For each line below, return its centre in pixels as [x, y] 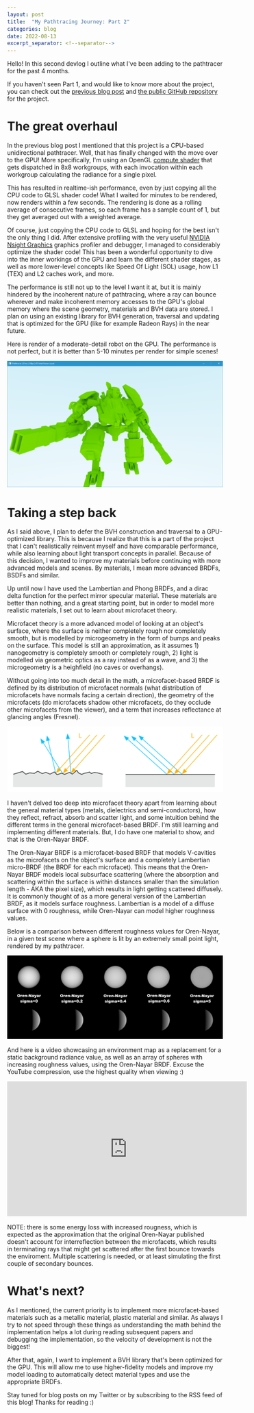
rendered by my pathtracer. [46, 946]
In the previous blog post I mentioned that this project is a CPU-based [105, 146]
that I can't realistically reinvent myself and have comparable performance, [113, 546]
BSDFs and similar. [34, 575]
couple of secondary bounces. [50, 1263]
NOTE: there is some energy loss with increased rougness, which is [102, 1227]
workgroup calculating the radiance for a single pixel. [82, 175]
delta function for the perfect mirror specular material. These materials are [112, 596]
